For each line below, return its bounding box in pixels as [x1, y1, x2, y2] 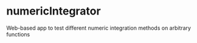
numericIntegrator [6, 4, 102, 18]
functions [6, 30, 30, 38]
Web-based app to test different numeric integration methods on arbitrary [6, 24, 192, 31]
